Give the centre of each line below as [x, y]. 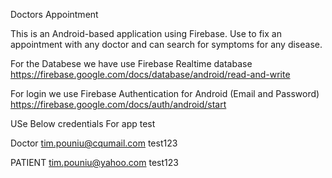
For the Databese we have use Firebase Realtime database [131, 63]
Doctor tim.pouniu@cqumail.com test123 [94, 143]
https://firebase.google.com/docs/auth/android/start [118, 104]
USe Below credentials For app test [83, 123]
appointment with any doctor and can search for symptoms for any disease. [166, 44]
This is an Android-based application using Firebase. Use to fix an [146, 33]
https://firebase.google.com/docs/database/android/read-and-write [150, 74]
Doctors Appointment [54, 14]
